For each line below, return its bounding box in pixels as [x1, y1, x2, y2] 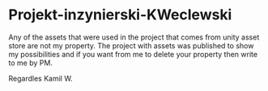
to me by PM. [8, 58, 53, 68]
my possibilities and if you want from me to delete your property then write [8, 49, 257, 59]
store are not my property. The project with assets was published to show [8, 40, 254, 50]
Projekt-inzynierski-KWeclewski [8, 6, 232, 24]
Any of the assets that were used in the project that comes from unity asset [8, 32, 260, 42]
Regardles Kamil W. [8, 73, 73, 83]
